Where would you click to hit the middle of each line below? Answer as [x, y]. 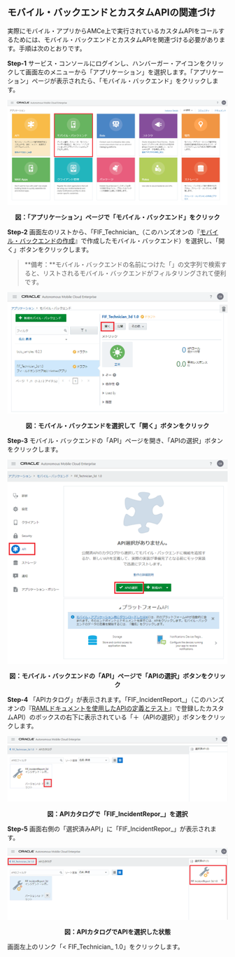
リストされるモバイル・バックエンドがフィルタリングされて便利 [135, 273]
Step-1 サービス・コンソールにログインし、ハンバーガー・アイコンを [107, 63]
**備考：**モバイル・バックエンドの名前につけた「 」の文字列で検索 [122, 264]
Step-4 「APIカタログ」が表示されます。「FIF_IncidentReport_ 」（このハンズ [116, 700]
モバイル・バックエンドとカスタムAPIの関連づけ [112, 13]
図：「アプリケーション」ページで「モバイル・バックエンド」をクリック [117, 217]
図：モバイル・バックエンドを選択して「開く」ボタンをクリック [117, 426]
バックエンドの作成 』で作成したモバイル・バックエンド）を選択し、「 [119, 240]
